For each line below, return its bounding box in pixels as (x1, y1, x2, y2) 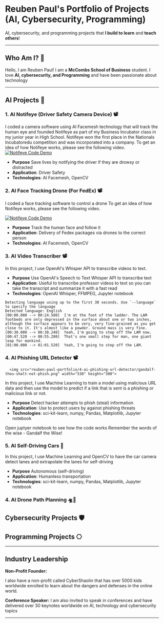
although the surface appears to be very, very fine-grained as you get (5, 322, 156, 326)
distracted (12, 165, 33, 171)
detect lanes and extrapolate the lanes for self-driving (5, 458, 113, 465)
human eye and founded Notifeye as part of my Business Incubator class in (5, 129, 156, 135)
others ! (5, 35, 20, 41)
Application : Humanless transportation (12, 473, 91, 479)
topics (5, 607, 18, 614)
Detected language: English (5, 309, 62, 314)
